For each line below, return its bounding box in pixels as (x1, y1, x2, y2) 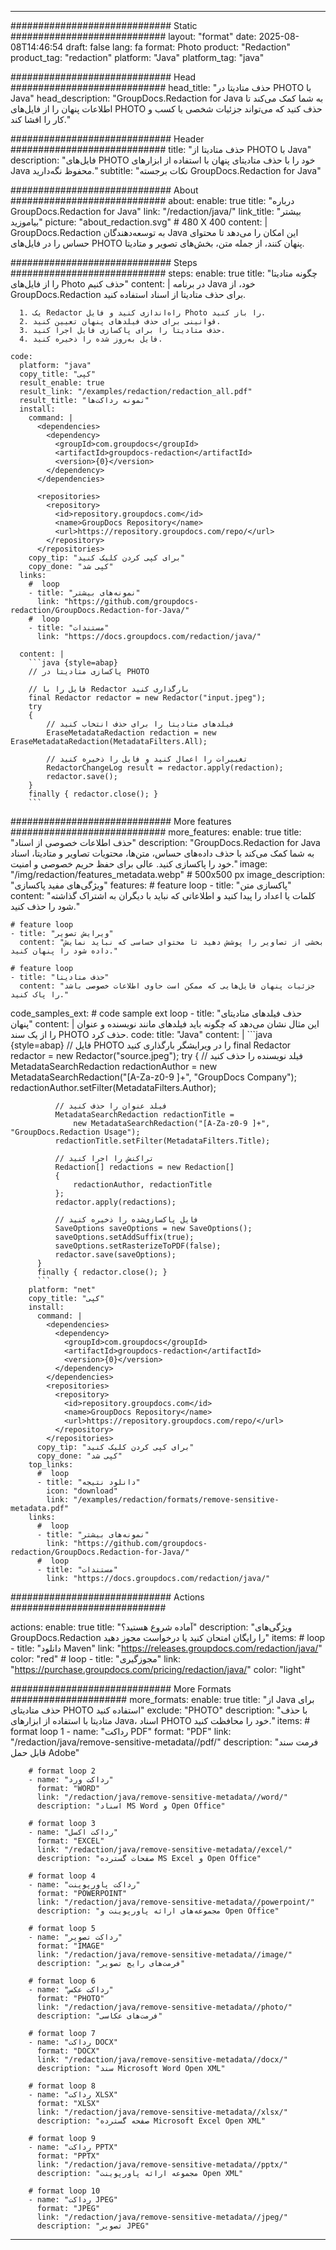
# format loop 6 (28, 1976, 97, 1986)
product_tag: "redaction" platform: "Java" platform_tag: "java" (10, 52, 265, 63)
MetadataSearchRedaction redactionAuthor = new (10, 1061, 218, 1072)
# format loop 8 (28, 2081, 97, 2091)
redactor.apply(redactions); (54, 1197, 177, 1207)
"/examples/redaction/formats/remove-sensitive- (73, 1495, 280, 1505)
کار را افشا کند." (10, 114, 71, 125)
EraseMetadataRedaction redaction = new (46, 728, 217, 738)
